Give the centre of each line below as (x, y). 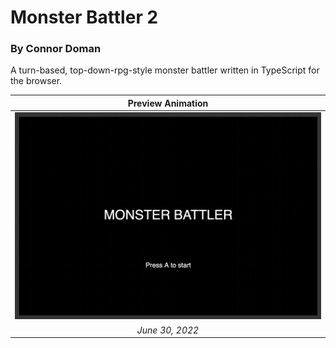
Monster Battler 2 (84, 17)
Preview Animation (168, 103)
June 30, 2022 (168, 330)
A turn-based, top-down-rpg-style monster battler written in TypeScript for (165, 70)
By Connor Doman (56, 49)
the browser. (36, 81)
